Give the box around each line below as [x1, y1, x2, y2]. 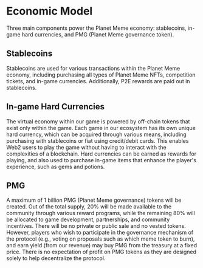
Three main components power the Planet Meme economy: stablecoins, [6, 24, 187, 32]
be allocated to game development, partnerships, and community [6, 216, 170, 223]
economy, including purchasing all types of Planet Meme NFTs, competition [6, 71, 196, 78]
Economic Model [6, 4, 93, 18]
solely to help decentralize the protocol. [6, 255, 106, 262]
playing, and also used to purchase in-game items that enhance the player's [6, 156, 196, 163]
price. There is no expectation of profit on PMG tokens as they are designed [6, 248, 196, 256]
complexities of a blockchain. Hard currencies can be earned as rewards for [6, 150, 196, 157]
